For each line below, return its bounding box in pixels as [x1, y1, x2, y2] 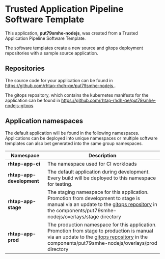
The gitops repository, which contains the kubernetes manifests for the [5, 92, 149, 98]
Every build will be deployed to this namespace [47, 174, 156, 181]
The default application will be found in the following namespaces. [5, 130, 139, 136]
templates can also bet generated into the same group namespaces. [5, 140, 143, 146]
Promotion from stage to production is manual [47, 227, 153, 234]
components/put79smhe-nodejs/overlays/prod [47, 239, 158, 246]
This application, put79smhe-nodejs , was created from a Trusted [5, 30, 138, 36]
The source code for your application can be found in [5, 77, 113, 83]
